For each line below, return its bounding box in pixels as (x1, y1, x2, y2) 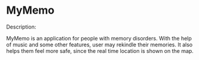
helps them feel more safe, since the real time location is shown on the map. (6, 47, 194, 54)
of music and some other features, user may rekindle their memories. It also (6, 41, 193, 48)
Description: (6, 23, 36, 30)
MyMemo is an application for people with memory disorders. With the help (6, 34, 192, 42)
